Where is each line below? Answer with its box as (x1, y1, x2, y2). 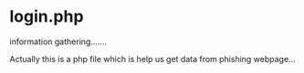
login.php (9, 6, 84, 27)
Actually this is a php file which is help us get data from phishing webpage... (9, 53, 296, 64)
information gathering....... (9, 36, 108, 47)
